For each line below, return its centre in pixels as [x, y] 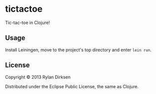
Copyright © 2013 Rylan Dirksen [38, 77]
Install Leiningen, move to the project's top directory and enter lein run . [78, 49]
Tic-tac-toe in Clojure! [28, 23]
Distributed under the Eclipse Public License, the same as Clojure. [72, 86]
